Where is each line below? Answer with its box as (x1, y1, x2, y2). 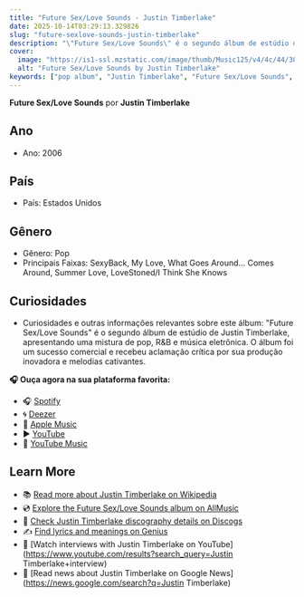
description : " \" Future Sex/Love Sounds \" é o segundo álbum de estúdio (9, 38, 290, 48)
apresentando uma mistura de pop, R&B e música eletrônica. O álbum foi (22, 337, 294, 347)
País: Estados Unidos (22, 197, 102, 208)
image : (17, 55, 43, 64)
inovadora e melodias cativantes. (22, 356, 147, 367)
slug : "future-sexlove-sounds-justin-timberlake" (9, 30, 201, 39)
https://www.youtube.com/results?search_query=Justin (25, 548, 233, 559)
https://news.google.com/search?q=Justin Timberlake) (25, 577, 232, 588)
